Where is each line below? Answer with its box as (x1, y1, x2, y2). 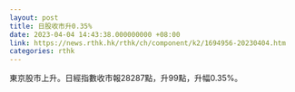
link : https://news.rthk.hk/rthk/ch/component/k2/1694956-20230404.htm (9, 38, 286, 48)
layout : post (9, 13, 59, 23)
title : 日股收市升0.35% (9, 22, 93, 31)
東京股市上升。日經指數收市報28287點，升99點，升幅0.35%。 (9, 73, 243, 84)
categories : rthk (9, 47, 75, 56)
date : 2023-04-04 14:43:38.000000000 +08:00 (9, 30, 181, 39)
